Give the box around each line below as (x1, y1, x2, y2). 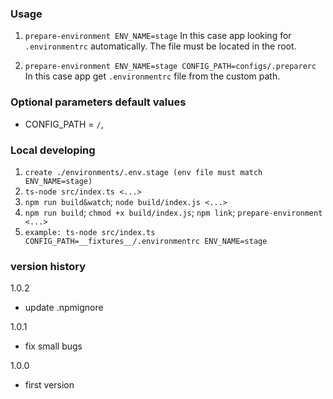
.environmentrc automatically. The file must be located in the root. (24, 40, 297, 52)
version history (10, 259, 87, 273)
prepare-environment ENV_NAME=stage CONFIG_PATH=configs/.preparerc (24, 62, 317, 72)
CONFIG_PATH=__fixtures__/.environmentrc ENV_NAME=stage (24, 236, 268, 246)
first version (24, 379, 75, 391)
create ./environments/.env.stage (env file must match (24, 167, 263, 177)
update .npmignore (24, 302, 104, 314)
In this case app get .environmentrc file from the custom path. (24, 70, 281, 82)
